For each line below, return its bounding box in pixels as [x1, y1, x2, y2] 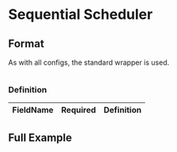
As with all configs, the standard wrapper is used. [8, 57, 170, 67]
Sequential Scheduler [8, 6, 153, 24]
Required [61, 105, 96, 116]
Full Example [8, 131, 73, 144]
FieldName [12, 105, 54, 116]
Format [8, 37, 45, 50]
